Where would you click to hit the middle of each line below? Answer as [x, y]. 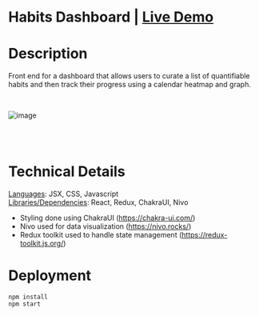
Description [48, 54]
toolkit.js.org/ [42, 243]
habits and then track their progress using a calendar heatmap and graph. [130, 85]
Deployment [50, 276]
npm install [28, 297]
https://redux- [204, 235]
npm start [25, 304]
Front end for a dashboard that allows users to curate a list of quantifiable [129, 76]
